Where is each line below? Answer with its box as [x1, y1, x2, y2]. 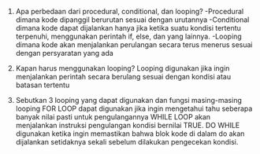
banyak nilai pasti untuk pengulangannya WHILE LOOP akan [15, 112, 211, 121]
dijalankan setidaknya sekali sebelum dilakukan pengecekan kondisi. [15, 137, 239, 146]
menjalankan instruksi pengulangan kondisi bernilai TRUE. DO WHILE [15, 121, 240, 130]
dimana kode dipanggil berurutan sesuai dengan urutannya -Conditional [15, 15, 250, 24]
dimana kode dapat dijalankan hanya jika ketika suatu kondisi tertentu [15, 24, 242, 32]
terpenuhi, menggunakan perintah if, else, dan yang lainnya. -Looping [15, 31, 242, 41]
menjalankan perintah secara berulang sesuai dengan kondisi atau [15, 72, 231, 81]
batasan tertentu [15, 80, 70, 90]
